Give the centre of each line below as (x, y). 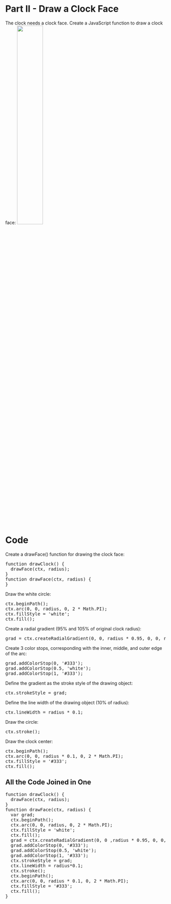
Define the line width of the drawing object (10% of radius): (67, 702)
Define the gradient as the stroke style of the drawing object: (69, 683)
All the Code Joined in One (48, 782)
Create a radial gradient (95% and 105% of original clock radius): (73, 628)
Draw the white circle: (28, 594)
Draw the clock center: (29, 741)
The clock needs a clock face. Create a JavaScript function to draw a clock (84, 23)
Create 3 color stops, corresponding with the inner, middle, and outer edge (84, 648)
